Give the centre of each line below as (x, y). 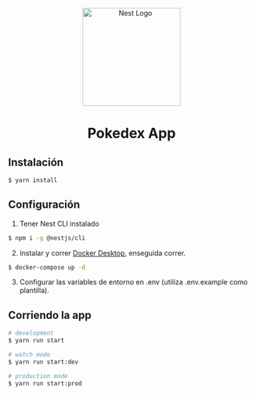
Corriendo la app (50, 315)
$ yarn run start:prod (45, 383)
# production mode (38, 376)
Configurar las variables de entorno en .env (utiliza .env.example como (133, 282)
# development (31, 333)
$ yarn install (33, 180)
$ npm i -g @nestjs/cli (47, 238)
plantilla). (34, 291)
